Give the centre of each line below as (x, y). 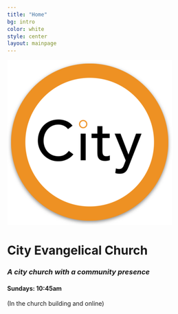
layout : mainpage (32, 44)
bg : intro (21, 22)
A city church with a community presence (78, 272)
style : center (27, 36)
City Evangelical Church (77, 250)
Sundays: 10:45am (34, 288)
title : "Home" (27, 14)
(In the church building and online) (56, 304)
